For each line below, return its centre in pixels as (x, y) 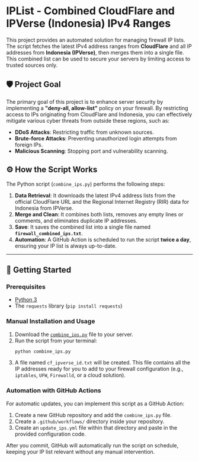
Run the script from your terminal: (56, 340)
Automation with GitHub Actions (54, 390)
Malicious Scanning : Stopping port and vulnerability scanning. (91, 151)
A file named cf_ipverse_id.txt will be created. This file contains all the (102, 363)
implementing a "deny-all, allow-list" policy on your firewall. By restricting (97, 108)
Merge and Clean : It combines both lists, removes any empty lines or (99, 214)
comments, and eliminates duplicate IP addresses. (76, 220)
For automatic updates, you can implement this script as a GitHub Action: (95, 404)
